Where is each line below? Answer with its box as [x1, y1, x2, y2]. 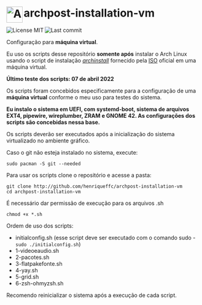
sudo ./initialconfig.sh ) [15, 240, 81, 248]
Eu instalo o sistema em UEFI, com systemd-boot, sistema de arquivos [6, 105, 189, 113]
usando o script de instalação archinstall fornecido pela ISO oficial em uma [6, 56, 196, 64]
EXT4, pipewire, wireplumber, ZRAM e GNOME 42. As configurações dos [6, 112, 195, 119]
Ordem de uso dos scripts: [6, 222, 74, 230]
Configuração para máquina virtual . [6, 38, 98, 45]
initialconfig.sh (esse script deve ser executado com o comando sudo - [15, 234, 196, 241]
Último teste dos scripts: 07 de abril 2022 [6, 75, 115, 82]
